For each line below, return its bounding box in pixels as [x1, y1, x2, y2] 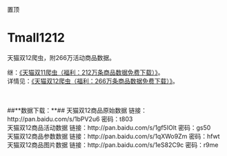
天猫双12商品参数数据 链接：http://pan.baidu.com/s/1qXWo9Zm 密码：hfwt [7, 132, 220, 140]
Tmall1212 [7, 30, 66, 46]
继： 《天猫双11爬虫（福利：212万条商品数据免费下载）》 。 [7, 68, 164, 77]
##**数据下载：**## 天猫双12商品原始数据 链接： [7, 106, 147, 115]
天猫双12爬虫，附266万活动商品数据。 [7, 53, 116, 61]
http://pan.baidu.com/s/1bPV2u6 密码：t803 [7, 115, 133, 123]
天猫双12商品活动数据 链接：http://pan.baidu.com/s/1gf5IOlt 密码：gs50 [7, 123, 211, 132]
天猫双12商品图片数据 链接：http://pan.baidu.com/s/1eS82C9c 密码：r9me [7, 140, 219, 149]
